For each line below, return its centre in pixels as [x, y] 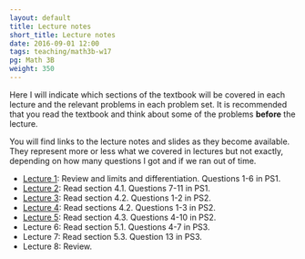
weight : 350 [32, 69]
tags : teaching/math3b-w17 [61, 52]
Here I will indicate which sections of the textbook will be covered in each [147, 94]
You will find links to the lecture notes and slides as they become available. [150, 141]
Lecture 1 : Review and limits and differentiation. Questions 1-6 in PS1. [152, 178]
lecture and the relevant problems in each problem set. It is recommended [148, 104]
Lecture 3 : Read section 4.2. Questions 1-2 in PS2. [117, 198]
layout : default [40, 18]
